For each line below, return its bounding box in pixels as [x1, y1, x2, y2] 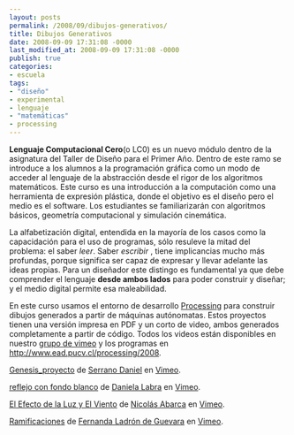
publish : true [9, 54, 62, 63]
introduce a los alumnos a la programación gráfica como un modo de [9, 163, 260, 173]
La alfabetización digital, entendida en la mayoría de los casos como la [9, 227, 267, 237]
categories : [9, 63, 53, 72]
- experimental [9, 95, 65, 104]
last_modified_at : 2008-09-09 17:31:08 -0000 [9, 46, 179, 55]
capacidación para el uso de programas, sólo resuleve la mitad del [9, 236, 251, 247]
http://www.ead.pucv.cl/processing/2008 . [9, 347, 162, 358]
